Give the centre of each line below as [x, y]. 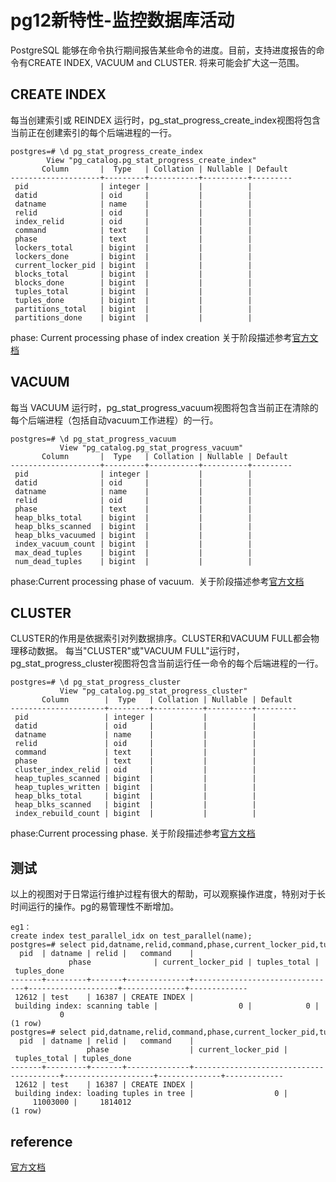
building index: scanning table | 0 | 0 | [167, 1006]
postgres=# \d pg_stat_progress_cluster [96, 682]
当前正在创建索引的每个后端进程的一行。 [93, 132]
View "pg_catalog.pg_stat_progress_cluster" [153, 691]
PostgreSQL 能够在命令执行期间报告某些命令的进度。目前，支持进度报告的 [163, 50]
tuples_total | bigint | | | [133, 291]
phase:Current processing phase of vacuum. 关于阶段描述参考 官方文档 [157, 581]
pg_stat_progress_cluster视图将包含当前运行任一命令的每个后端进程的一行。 [167, 663]
